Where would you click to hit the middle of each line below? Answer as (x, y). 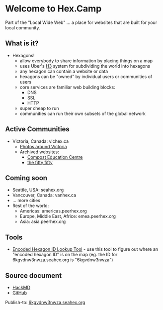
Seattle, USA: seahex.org (38, 190)
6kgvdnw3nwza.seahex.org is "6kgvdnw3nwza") (63, 260)
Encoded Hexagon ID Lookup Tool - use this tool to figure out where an (85, 249)
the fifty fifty (40, 162)
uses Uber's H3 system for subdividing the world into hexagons (85, 66)
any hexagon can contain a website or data (64, 71)
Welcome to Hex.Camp (53, 9)
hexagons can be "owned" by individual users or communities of (86, 76)
